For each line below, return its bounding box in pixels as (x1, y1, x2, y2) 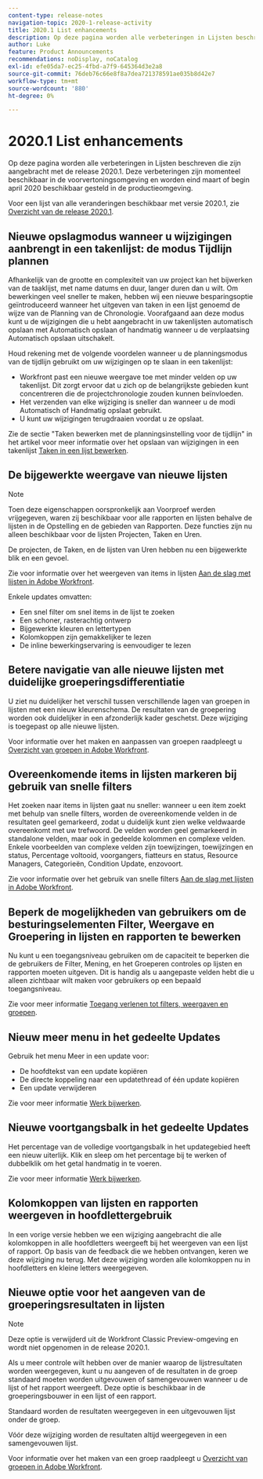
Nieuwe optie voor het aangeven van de (8, 1286, 206, 1299)
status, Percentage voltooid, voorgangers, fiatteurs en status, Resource (8, 851, 239, 860)
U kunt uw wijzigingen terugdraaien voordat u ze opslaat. (19, 414, 204, 423)
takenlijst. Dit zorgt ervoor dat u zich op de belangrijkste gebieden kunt (19, 381, 249, 389)
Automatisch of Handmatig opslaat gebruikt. (19, 406, 163, 414)
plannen (8, 254, 49, 268)
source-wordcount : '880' (8, 84, 89, 93)
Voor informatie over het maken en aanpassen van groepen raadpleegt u (8, 736, 243, 746)
